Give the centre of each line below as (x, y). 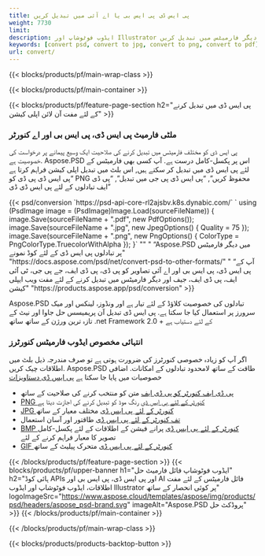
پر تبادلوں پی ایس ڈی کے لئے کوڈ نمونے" (67, 253)
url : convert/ (32, 52)
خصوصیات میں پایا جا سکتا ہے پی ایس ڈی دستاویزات (85, 377)
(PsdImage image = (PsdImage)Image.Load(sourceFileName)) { (112, 211)
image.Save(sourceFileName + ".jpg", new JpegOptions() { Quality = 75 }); (129, 228)
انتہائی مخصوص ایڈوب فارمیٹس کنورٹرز (76, 342)
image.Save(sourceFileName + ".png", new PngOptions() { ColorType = (124, 236)
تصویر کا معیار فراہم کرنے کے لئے (68, 437)
